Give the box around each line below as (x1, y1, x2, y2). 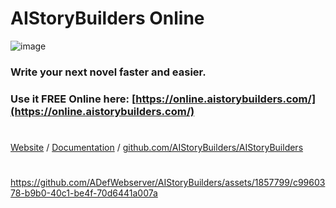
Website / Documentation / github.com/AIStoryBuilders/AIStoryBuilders (10, 141, 304, 153)
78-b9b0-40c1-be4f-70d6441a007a (10, 187, 158, 199)
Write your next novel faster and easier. (10, 65, 207, 79)
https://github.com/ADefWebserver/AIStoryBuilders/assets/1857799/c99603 (10, 177, 326, 189)
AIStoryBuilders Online (10, 7, 205, 30)
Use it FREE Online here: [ (10, 92, 137, 106)
